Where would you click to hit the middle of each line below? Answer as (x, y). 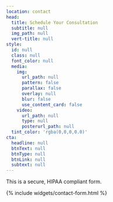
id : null (22, 50)
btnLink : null (28, 160)
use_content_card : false (52, 105)
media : (19, 66)
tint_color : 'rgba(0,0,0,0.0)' (49, 132)
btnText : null (28, 148)
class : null (26, 55)
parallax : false (41, 88)
